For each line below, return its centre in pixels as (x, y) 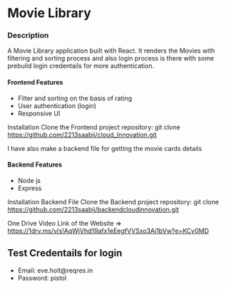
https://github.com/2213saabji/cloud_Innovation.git (82, 135)
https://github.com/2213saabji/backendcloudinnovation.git (93, 209)
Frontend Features (35, 83)
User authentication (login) (57, 105)
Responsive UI (39, 113)
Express (30, 188)
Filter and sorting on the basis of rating (75, 98)
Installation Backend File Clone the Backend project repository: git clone (113, 201)
